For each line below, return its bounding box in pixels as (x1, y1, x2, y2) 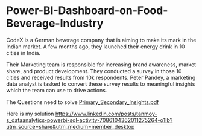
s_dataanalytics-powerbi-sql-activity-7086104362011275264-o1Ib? (6, 116, 173, 124)
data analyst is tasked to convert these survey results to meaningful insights (6, 80, 195, 88)
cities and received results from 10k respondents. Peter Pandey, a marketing (6, 74, 196, 81)
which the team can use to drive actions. (6, 86, 107, 94)
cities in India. (6, 49, 41, 56)
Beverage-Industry (6, 16, 104, 30)
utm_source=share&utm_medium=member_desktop (6, 123, 135, 130)
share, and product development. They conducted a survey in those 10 (6, 67, 182, 74)
